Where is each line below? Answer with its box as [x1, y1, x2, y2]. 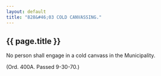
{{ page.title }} [6, 36, 61, 46]
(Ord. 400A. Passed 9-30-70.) [6, 64, 80, 71]
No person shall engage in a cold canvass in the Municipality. [6, 52, 156, 59]
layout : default [6, 8, 46, 15]
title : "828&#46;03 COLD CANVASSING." [6, 14, 102, 20]
